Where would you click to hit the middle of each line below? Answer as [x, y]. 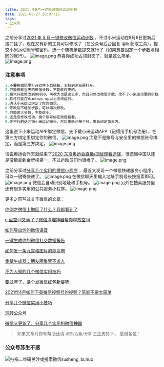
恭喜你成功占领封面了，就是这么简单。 [95, 56]
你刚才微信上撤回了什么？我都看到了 [41, 210]
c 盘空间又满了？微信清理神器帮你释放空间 [48, 220]
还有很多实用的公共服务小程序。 [37, 189]
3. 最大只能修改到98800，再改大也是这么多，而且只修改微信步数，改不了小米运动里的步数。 [83, 95]
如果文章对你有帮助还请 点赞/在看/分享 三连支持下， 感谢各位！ [79, 334]
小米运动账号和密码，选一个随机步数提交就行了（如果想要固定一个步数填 [82, 50]
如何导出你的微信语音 [26, 230]
